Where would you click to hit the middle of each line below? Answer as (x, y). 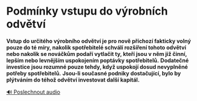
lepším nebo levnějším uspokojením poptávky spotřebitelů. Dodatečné (98, 60)
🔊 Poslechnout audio (33, 92)
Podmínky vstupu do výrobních (87, 11)
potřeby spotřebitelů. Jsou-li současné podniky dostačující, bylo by (94, 73)
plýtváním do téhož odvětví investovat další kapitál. (73, 80)
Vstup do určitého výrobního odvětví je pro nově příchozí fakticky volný (99, 41)
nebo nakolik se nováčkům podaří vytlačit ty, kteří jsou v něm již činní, (97, 54)
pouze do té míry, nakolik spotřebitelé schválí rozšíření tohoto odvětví (96, 47)
